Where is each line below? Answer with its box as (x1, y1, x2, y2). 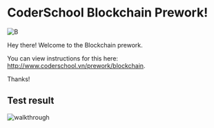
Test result (7, 95, 55, 107)
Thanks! (7, 74, 30, 83)
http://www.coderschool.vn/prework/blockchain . (7, 61, 146, 70)
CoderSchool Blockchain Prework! (7, 5, 208, 21)
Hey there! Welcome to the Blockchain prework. (7, 41, 143, 49)
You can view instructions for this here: (7, 54, 119, 63)
